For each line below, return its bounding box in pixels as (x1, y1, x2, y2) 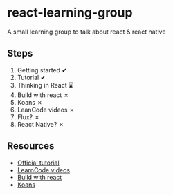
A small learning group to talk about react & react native (7, 28, 166, 36)
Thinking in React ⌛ (17, 81, 73, 89)
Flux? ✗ (17, 112, 40, 121)
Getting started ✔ (17, 65, 67, 74)
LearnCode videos (17, 165, 71, 174)
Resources (7, 140, 55, 152)
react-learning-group (7, 5, 133, 21)
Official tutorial (17, 158, 60, 167)
